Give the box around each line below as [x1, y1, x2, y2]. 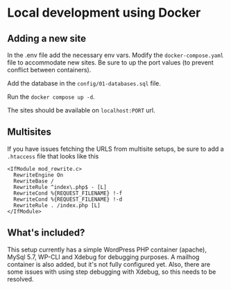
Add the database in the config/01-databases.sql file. [7, 79, 162, 88]
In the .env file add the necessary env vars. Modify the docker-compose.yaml [7, 51, 224, 59]
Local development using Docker [7, 5, 201, 21]
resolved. [7, 274, 34, 283]
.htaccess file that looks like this [7, 151, 99, 160]
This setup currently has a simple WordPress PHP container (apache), [7, 245, 207, 254]
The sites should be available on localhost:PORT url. [7, 106, 156, 114]
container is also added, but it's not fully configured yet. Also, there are [7, 260, 210, 268]
